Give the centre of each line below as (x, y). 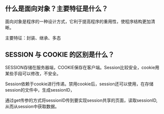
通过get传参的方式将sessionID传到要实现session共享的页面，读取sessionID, (81, 100)
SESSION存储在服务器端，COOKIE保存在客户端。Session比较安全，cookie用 (82, 67)
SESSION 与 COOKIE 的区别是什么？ (60, 55)
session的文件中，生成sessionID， (40, 90)
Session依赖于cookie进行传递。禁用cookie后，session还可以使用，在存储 (79, 84)
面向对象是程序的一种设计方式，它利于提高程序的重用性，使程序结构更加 (78, 21)
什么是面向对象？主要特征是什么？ (57, 9)
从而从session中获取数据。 (32, 106)
